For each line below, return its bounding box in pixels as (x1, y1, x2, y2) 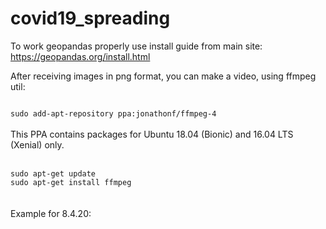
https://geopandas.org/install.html (10, 50, 151, 62)
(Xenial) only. (10, 138, 65, 151)
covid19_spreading (10, 7, 171, 30)
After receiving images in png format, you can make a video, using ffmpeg (10, 70, 317, 82)
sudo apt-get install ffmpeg (10, 177, 132, 187)
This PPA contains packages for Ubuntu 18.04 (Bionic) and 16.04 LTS (10, 128, 294, 140)
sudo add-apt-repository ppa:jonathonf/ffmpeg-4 (10, 108, 217, 119)
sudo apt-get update (10, 168, 97, 179)
